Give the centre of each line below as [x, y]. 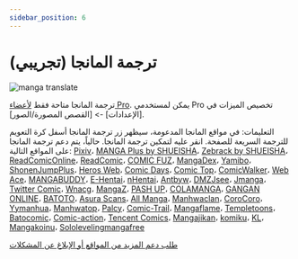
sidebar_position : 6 [48, 18]
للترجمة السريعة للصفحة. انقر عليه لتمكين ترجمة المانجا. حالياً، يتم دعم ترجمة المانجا [149, 141]
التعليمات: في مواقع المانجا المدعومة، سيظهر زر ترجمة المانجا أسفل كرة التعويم [142, 131]
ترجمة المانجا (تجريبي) [83, 62]
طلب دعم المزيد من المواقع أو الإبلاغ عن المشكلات [93, 245]
